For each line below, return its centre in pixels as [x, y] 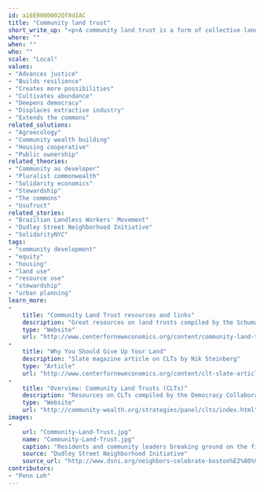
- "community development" [52, 249]
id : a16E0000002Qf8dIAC [47, 15]
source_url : [42, 461]
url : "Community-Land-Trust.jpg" [77, 432]
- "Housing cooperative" [49, 147]
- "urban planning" [40, 293]
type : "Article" [49, 366]
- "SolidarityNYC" [38, 235]
